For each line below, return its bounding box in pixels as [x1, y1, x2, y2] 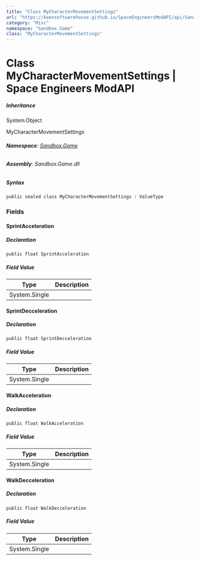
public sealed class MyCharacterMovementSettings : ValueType [6, 194, 164, 200]
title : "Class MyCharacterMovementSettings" [6, 8, 118, 15]
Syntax [6, 179, 25, 186]
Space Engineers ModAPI [6, 82, 135, 95]
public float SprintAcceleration [6, 251, 89, 257]
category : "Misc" [6, 20, 49, 26]
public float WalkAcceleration [6, 420, 84, 426]
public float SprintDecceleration [6, 336, 92, 342]
